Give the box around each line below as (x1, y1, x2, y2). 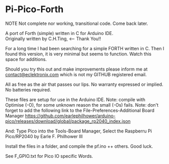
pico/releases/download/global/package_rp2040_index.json (5, 118, 131, 124)
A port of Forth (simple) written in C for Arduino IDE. (5, 30, 114, 36)
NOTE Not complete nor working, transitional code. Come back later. (5, 20, 148, 26)
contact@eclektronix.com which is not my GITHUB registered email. (5, 71, 147, 77)
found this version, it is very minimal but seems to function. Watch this (5, 51, 152, 57)
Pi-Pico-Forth (5, 4, 64, 15)
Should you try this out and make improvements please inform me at (5, 66, 148, 72)
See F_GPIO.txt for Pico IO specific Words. (5, 153, 94, 159)
